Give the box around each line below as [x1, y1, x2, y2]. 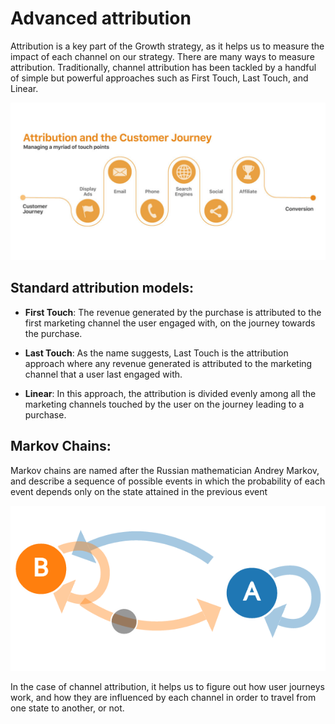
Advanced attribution [10, 7, 192, 30]
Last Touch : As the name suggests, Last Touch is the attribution [24, 347, 289, 359]
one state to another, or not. [10, 702, 125, 714]
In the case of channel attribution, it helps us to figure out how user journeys [10, 681, 325, 693]
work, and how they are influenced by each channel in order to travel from [10, 692, 317, 704]
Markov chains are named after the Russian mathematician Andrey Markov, [10, 464, 320, 476]
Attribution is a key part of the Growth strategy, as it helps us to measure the [10, 40, 325, 52]
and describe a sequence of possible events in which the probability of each [10, 475, 326, 487]
